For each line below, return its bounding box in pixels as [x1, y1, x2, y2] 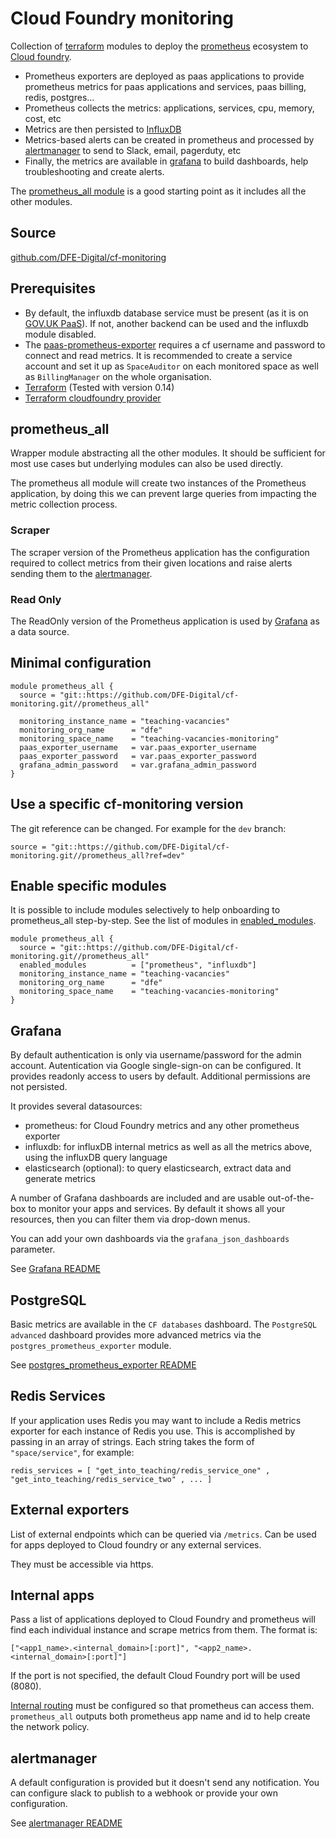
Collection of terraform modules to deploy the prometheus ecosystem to [10, 40, 309, 52]
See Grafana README [10, 1263, 101, 1275]
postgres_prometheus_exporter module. [10, 1340, 172, 1352]
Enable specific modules [10, 877, 167, 894]
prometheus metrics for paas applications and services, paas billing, [24, 80, 307, 92]
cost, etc [24, 112, 62, 124]
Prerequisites [10, 280, 96, 297]
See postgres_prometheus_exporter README [10, 1359, 197, 1371]
